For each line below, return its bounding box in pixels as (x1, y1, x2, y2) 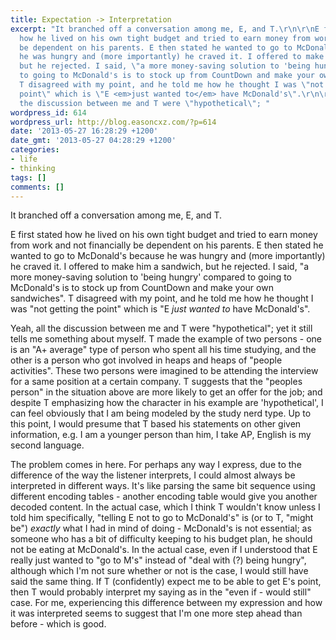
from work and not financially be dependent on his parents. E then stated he (10, 239, 324, 251)
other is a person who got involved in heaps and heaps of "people (10, 354, 283, 366)
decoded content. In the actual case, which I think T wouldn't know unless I (10, 501, 321, 513)
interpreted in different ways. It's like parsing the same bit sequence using (10, 480, 316, 492)
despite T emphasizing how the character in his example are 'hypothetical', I (10, 397, 324, 409)
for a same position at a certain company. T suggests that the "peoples (10, 376, 303, 388)
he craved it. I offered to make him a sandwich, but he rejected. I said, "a (10, 261, 310, 273)
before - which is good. (10, 618, 107, 630)
